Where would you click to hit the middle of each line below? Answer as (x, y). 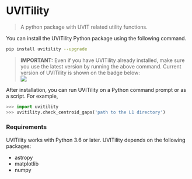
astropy (24, 157)
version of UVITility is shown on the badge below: (80, 73)
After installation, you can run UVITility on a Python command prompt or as (96, 89)
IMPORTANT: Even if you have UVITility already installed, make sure (102, 60)
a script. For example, (32, 96)
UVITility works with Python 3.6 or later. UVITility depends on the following (96, 140)
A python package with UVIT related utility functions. (84, 27)
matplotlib (27, 163)
